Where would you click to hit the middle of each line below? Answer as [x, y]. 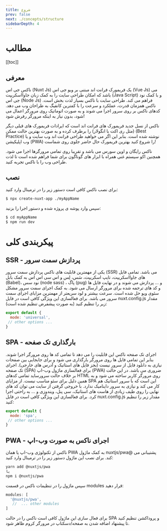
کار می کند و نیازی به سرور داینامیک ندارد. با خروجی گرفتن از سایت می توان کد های [83, 386]
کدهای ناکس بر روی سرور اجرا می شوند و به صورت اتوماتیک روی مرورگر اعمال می [83, 111]
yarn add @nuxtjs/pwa [28, 467]
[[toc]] [12, 62]
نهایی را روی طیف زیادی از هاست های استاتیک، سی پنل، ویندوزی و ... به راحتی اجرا [82, 391]
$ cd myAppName [21, 217]
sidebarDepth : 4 [22, 24]
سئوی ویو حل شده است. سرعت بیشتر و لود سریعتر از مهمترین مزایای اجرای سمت [83, 293]
